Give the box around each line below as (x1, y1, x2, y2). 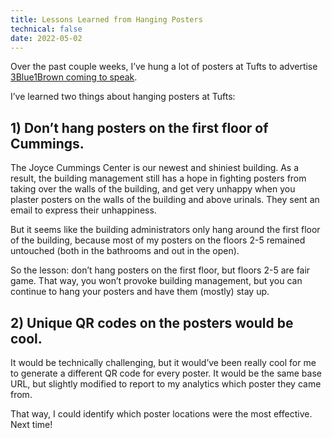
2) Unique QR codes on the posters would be (10, 314, 294, 331)
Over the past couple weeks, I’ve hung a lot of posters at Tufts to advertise (10, 61, 318, 73)
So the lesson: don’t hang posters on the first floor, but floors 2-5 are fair (10, 264, 311, 276)
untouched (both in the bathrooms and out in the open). (10, 245, 240, 257)
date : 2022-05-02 (10, 33, 83, 43)
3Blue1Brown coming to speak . (10, 71, 138, 83)
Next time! (10, 419, 53, 430)
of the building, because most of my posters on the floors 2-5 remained (10, 234, 306, 246)
